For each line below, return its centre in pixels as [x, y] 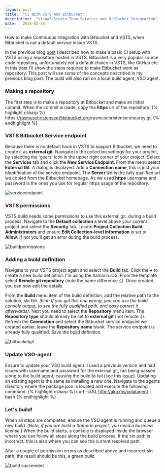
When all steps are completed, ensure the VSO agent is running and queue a [83, 420]
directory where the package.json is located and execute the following [76, 386]
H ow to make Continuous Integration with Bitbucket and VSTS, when [75, 37]
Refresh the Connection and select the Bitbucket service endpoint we [76, 322]
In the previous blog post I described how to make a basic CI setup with [78, 52]
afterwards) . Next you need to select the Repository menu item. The [75, 311]
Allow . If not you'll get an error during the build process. [62, 237]
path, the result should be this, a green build [50, 456]
